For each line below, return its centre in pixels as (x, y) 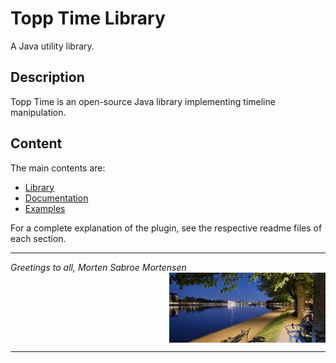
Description (47, 77)
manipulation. (38, 112)
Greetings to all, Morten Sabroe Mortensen (98, 267)
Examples (45, 208)
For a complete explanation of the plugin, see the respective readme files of (166, 228)
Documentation (56, 198)
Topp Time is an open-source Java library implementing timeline (143, 101)
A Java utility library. (52, 46)
